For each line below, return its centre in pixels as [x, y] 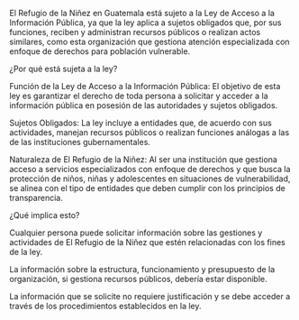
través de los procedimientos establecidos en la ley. [105, 306]
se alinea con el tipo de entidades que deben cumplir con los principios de [147, 188]
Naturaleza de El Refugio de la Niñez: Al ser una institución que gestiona [143, 160]
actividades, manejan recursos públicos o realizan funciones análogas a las [149, 133]
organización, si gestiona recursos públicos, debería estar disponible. [138, 279]
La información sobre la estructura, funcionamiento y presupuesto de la [142, 269]
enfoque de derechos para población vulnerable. [100, 51]
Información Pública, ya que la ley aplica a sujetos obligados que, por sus [145, 23]
